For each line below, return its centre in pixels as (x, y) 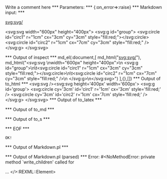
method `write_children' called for (40, 162)
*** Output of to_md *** (30, 109)
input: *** (15, 12)
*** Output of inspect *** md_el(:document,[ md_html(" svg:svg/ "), (73, 57)
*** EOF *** (17, 129)
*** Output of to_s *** (28, 119)
